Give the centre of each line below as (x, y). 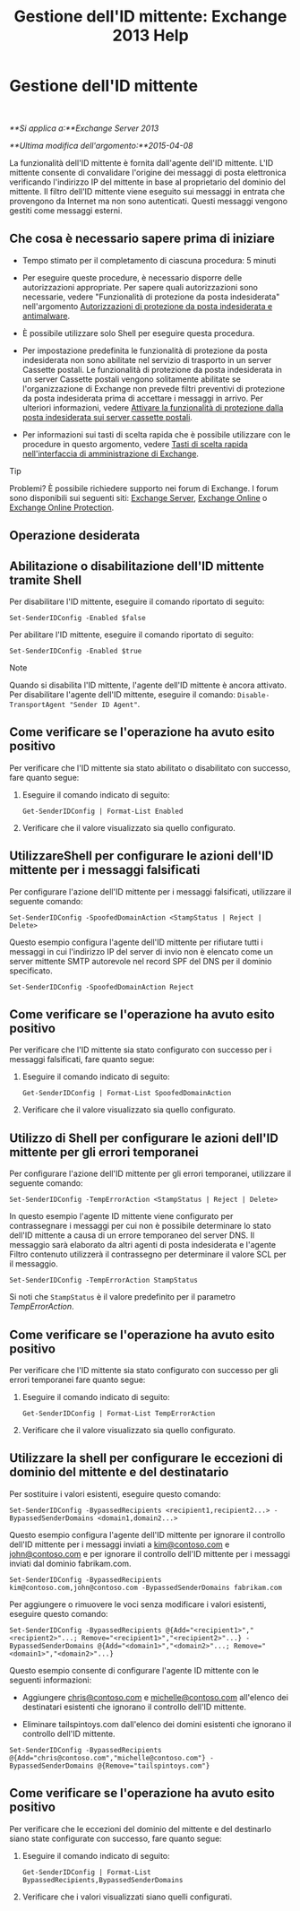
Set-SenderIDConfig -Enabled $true (76, 651)
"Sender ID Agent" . (105, 704)
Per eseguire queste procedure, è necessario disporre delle (132, 277)
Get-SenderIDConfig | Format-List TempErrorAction (119, 1414)
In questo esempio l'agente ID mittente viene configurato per (121, 1216)
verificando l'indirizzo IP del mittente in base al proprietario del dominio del (148, 182)
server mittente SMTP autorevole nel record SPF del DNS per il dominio (141, 961)
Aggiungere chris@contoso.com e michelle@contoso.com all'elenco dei (155, 1697)
